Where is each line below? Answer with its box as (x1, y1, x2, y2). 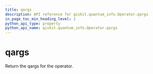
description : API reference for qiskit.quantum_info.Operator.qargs (5, 12, 149, 17)
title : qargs (5, 7, 32, 12)
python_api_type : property (5, 21, 61, 26)
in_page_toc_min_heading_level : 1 (5, 16, 76, 21)
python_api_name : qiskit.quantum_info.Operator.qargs (5, 26, 118, 31)
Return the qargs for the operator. (5, 63, 73, 69)
